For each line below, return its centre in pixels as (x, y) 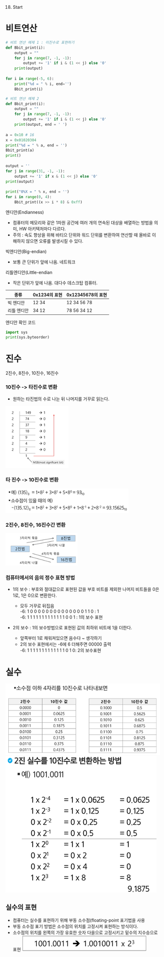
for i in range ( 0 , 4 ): (29, 197)
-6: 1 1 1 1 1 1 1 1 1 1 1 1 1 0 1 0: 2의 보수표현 (60, 650)
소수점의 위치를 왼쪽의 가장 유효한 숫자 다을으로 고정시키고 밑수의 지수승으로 (85, 932)
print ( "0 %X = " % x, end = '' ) (37, 192)
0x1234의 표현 (48, 295)
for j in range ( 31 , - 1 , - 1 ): (35, 171)
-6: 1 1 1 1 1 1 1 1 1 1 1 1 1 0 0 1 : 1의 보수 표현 (61, 617)
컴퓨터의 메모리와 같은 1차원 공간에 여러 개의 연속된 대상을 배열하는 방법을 (83, 223)
